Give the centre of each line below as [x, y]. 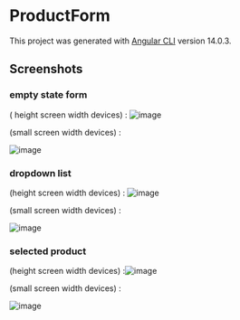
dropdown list [41, 173]
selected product [48, 251]
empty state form [48, 95]
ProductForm [60, 16]
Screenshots [46, 69]
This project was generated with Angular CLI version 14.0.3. [120, 41]
